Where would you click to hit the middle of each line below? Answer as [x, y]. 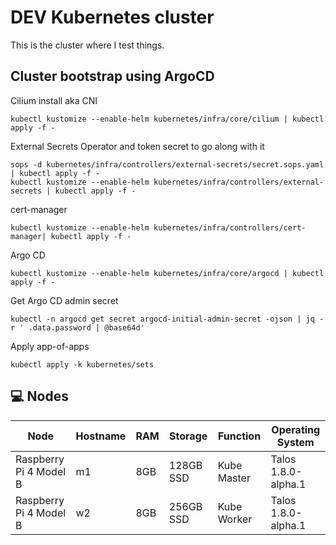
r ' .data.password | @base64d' [77, 327]
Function [239, 436]
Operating [296, 429]
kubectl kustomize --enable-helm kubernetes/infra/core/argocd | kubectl [167, 273]
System [295, 442]
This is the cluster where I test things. [87, 45]
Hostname [101, 436]
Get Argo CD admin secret [64, 300]
